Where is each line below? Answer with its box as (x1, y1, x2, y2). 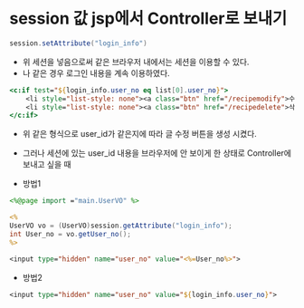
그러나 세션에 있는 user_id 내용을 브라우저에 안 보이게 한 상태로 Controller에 (22, 148, 292, 159)
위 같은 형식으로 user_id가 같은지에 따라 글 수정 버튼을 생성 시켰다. (22, 129, 258, 140)
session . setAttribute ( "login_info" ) (9, 38, 147, 48)
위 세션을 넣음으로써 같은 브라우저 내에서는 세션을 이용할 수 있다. (22, 56, 250, 67)
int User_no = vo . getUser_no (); (9, 229, 131, 238)
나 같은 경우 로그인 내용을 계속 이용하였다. (22, 67, 170, 78)
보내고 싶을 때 (22, 159, 71, 170)
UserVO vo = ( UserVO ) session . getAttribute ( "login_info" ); (9, 221, 233, 231)
